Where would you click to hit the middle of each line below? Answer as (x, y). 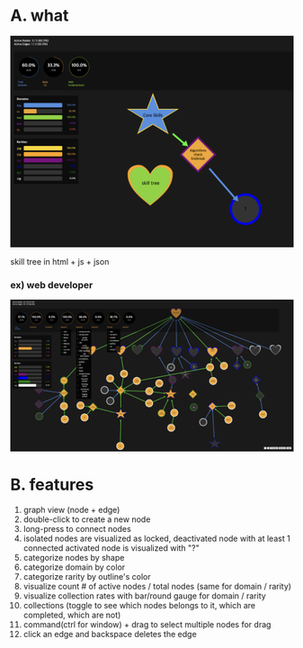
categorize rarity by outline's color (87, 576)
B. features (52, 485)
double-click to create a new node (87, 519)
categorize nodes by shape (74, 557)
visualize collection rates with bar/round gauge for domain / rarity (144, 596)
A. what (40, 16)
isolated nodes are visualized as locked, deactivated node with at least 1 (156, 538)
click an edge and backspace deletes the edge (110, 634)
